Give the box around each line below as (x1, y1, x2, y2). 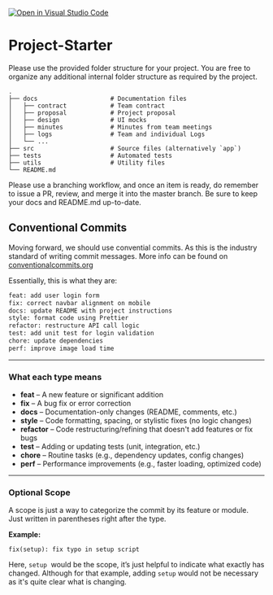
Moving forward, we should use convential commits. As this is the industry (8, 243, 258, 252)
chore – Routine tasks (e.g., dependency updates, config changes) (19, 450, 245, 460)
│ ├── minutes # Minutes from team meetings (8, 123, 213, 131)
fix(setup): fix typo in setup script (8, 545, 140, 553)
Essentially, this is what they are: (8, 275, 118, 285)
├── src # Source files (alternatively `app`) (8, 144, 242, 152)
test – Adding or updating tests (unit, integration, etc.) (19, 442, 201, 452)
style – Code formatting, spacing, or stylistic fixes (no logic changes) (19, 416, 252, 426)
